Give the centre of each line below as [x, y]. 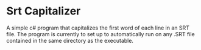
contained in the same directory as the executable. [70, 40]
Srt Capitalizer [44, 11]
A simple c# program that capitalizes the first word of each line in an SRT [98, 28]
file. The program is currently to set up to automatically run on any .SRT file [100, 34]
